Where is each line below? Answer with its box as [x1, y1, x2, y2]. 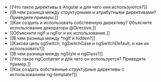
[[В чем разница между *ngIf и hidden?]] [9, 35, 95, 41]
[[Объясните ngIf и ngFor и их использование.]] [9, 30, 110, 36]
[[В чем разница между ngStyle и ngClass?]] [9, 51, 103, 57]
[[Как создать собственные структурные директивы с [9, 66, 125, 72]
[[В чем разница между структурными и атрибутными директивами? [9, 9, 157, 15]
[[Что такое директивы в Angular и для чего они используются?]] [9, 4, 147, 10]
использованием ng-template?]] [9, 72, 77, 77]
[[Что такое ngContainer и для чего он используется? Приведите [9, 56, 146, 61]
